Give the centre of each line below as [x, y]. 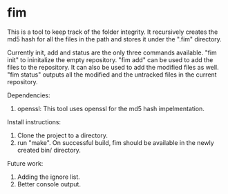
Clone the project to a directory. [63, 135]
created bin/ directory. [49, 150]
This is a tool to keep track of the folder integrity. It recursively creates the [113, 32]
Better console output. [49, 184]
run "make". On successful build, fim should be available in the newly [115, 142]
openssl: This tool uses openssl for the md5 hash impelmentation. [111, 108]
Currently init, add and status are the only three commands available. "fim [112, 52]
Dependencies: [29, 95]
